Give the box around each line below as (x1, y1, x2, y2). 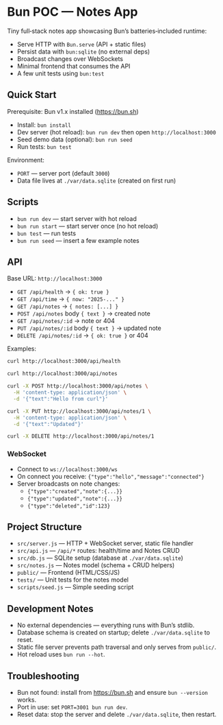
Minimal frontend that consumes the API (16, 62, 131, 70)
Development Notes (7, 603, 94, 615)
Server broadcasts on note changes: (16, 479, 120, 488)
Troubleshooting (7, 670, 80, 682)
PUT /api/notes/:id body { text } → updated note (16, 324, 162, 333)
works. (16, 696, 36, 704)
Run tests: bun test (16, 142, 72, 151)
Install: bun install (16, 121, 72, 129)
